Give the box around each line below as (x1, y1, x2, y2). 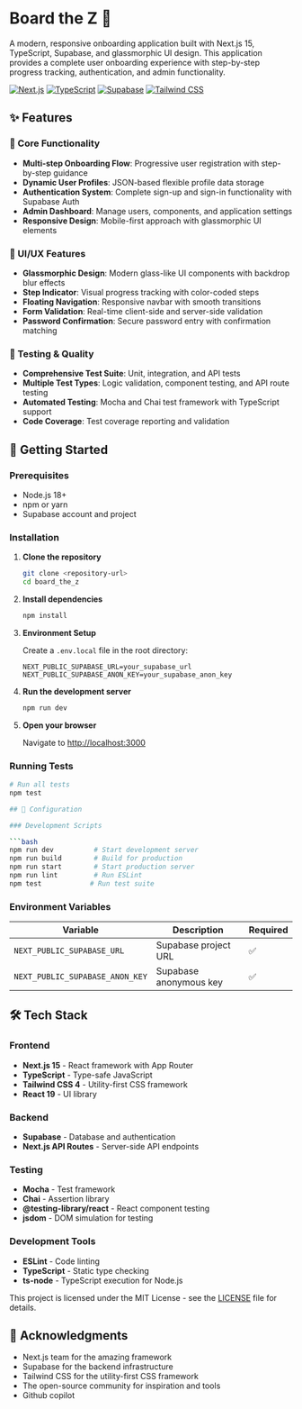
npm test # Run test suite (9, 878, 155, 888)
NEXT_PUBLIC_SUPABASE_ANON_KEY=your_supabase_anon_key (22, 670, 233, 679)
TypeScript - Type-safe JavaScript (22, 1069, 153, 1080)
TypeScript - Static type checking (22, 1265, 150, 1276)
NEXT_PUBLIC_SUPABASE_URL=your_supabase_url (22, 662, 192, 671)
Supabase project (155, 939, 231, 951)
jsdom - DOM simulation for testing (22, 1213, 154, 1223)
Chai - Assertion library (22, 1194, 110, 1204)
